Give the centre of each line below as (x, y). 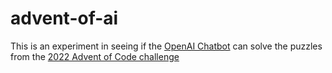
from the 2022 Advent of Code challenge (95, 56)
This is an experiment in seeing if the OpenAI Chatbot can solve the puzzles (166, 46)
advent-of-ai (64, 18)
